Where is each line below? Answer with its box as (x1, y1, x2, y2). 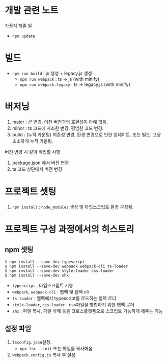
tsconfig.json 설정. (12, 338, 52, 345)
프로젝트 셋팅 (5, 186, 57, 197)
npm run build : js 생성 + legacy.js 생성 (12, 70, 92, 76)
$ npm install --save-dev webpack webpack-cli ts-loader (5, 264, 128, 269)
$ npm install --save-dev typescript (5, 259, 85, 264)
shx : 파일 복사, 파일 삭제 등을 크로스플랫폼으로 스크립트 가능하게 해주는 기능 (12, 308, 163, 314)
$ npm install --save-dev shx (5, 273, 69, 278)
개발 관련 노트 (5, 5, 59, 16)
